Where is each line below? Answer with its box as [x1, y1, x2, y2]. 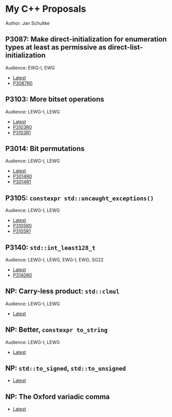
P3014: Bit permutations [5, 144, 85, 153]
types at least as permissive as [5, 43, 107, 52]
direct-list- [107, 43, 143, 52]
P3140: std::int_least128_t [5, 243, 96, 252]
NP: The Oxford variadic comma [5, 392, 110, 401]
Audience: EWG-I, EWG [5, 65, 55, 71]
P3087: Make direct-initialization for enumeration [5, 35, 167, 44]
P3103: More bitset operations [5, 95, 104, 104]
